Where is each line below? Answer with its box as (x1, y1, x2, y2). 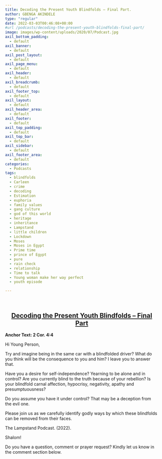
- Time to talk (9, 271, 40, 275)
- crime (9, 184, 25, 189)
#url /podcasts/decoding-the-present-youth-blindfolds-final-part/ (5, 25, 145, 30)
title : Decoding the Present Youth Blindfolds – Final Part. (5, 7, 132, 12)
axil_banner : (5, 43, 32, 48)
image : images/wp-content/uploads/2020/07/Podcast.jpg (5, 30, 119, 35)
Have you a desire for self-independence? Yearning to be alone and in (5, 371, 145, 376)
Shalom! (5, 434, 22, 440)
